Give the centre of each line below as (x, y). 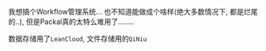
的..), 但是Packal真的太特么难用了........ (71, 22)
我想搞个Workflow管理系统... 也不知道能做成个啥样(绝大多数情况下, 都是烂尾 (133, 12)
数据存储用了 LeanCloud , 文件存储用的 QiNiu (78, 39)
